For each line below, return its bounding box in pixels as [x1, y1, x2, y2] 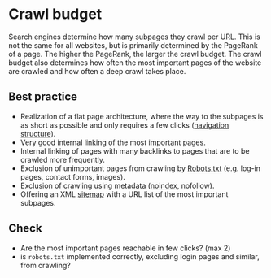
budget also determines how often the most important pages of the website [8, 58, 262, 67]
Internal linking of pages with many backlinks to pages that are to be [20, 146, 250, 155]
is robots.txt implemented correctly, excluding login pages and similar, [20, 251, 260, 261]
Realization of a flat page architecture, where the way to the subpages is [20, 111, 264, 121]
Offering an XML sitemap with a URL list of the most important [20, 189, 229, 199]
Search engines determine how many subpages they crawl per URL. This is [8, 32, 260, 41]
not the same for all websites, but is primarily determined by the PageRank [8, 40, 258, 50]
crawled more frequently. [20, 154, 106, 164]
